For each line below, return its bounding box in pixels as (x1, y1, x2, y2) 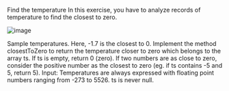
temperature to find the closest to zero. (7, 13, 118, 21)
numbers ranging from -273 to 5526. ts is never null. (7, 76, 154, 84)
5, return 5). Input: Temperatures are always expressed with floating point (7, 68, 214, 77)
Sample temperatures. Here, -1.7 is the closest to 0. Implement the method (7, 40, 217, 47)
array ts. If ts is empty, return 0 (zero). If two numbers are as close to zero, (7, 54, 217, 62)
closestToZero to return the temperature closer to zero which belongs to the (7, 47, 221, 55)
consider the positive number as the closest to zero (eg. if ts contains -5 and (7, 62, 223, 69)
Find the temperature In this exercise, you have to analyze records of (7, 6, 201, 14)
